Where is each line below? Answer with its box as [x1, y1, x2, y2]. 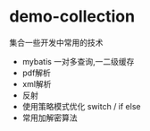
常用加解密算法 [21, 112, 78, 123]
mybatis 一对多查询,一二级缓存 [21, 56, 135, 66]
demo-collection [9, 6, 136, 27]
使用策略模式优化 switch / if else [21, 100, 141, 111]
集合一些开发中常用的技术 [9, 37, 104, 48]
